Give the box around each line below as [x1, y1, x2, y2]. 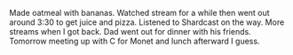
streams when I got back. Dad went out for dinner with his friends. [9, 27, 251, 36]
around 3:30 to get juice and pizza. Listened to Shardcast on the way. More [9, 17, 285, 27]
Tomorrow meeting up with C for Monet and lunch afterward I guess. [9, 35, 260, 46]
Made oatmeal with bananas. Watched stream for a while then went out [9, 8, 270, 18]
